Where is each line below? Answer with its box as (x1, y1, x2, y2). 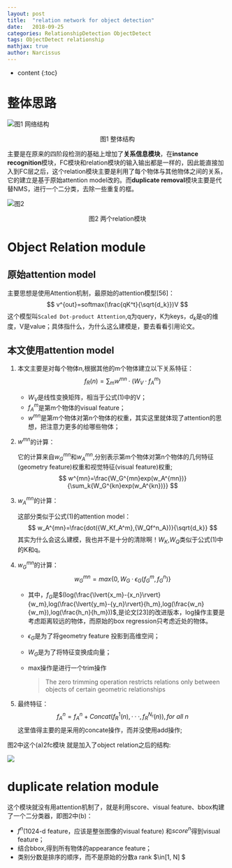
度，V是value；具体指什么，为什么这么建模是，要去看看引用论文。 (7, 322, 199, 330)
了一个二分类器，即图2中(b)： (7, 811, 93, 820)
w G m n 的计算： (17, 560, 59, 571)
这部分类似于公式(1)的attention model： (17, 512, 131, 521)
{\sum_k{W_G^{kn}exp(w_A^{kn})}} (67, 481, 169, 490)
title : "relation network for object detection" (7, 17, 155, 24)
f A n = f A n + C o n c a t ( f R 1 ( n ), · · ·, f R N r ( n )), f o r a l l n (57, 711, 189, 722)
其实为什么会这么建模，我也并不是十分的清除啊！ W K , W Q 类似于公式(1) (17, 535, 218, 546)
